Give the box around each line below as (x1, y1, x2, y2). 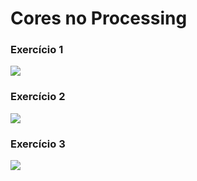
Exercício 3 (10, 137, 66, 151)
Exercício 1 (10, 43, 64, 57)
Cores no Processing (10, 7, 188, 30)
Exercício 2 (10, 90, 66, 104)
